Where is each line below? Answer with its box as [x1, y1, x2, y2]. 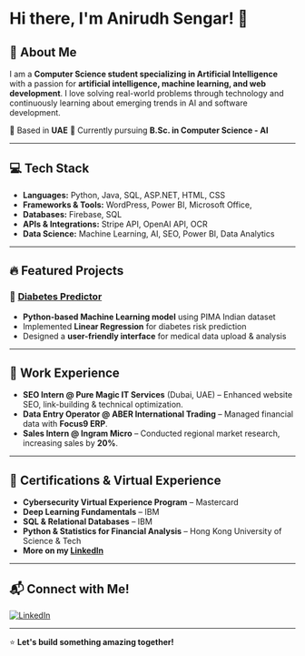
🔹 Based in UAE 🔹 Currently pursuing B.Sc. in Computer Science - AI [9, 125, 269, 136]
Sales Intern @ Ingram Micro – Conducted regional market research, [22, 428, 280, 439]
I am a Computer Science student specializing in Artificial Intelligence [9, 68, 279, 79]
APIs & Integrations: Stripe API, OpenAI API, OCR [22, 218, 208, 229]
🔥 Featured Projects [9, 263, 124, 278]
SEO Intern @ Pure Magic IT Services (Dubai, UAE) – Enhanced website [22, 389, 293, 400]
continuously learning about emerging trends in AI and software [9, 97, 248, 108]
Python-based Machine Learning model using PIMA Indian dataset [22, 311, 276, 322]
